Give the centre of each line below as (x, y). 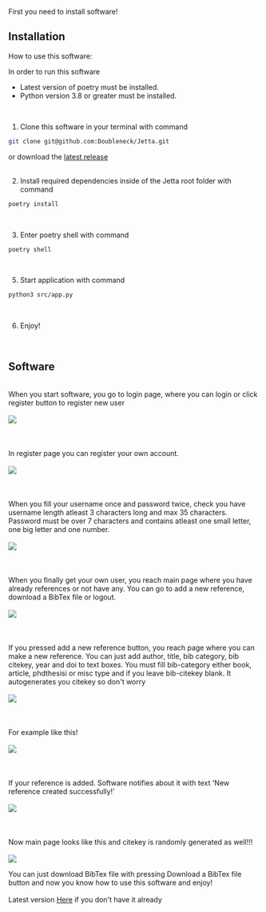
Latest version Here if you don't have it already (85, 900)
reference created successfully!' (62, 792)
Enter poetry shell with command (74, 235)
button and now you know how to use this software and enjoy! (111, 883)
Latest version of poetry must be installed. (89, 87)
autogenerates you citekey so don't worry (77, 682)
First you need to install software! (63, 12)
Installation (37, 36)
